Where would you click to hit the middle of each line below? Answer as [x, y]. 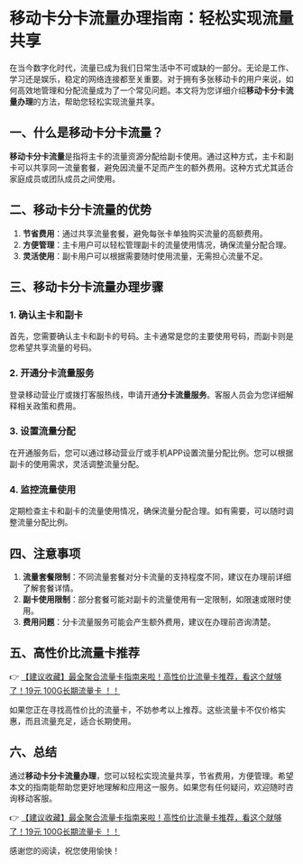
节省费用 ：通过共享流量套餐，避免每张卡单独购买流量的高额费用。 [145, 233]
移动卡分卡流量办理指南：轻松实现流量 [152, 18]
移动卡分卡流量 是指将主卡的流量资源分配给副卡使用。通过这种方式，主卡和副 [151, 156]
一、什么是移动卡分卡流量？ [87, 133]
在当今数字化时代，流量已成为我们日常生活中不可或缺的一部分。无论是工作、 [151, 68]
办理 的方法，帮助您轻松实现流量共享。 [88, 101]
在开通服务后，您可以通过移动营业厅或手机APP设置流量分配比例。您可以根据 [151, 453]
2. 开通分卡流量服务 [52, 373]
